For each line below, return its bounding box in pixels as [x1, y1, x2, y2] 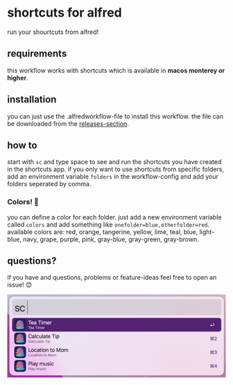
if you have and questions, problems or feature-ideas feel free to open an [7, 274, 217, 282]
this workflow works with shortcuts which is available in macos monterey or [7, 66, 225, 74]
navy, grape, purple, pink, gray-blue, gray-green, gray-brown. [23, 235, 200, 243]
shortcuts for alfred [7, 5, 123, 21]
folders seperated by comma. [7, 180, 92, 188]
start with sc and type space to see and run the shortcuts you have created [7, 158, 222, 166]
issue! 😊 [7, 280, 33, 289]
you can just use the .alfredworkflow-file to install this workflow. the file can [7, 112, 224, 120]
